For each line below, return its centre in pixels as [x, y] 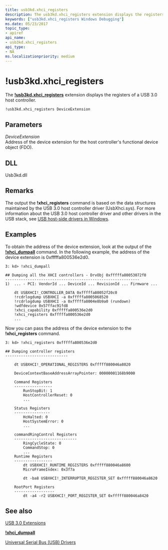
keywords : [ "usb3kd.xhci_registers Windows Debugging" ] [64, 19]
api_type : [15, 47]
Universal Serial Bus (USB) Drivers [40, 542]
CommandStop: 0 [39, 447]
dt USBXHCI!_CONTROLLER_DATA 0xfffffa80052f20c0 [66, 292]
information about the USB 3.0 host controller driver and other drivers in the [83, 213]
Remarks [19, 191]
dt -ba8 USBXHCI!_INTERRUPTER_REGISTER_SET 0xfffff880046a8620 [90, 478]
